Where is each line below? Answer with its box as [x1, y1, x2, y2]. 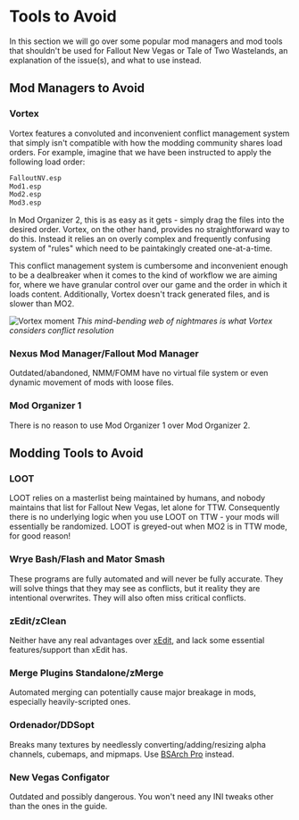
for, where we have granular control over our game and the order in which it [9, 280, 287, 290]
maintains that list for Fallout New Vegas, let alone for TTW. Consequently [9, 502, 280, 513]
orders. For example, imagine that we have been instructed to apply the [9, 146, 272, 157]
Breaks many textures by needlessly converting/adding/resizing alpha [9, 739, 266, 749]
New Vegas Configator [9, 771, 110, 783]
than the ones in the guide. [9, 800, 108, 811]
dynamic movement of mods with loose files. [9, 377, 174, 388]
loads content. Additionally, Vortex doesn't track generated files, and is [9, 289, 270, 300]
